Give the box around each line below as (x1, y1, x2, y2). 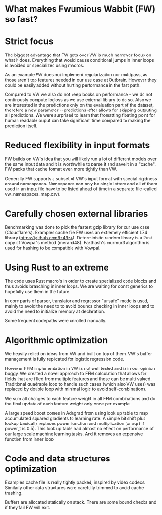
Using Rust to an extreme (5, 262, 109, 273)
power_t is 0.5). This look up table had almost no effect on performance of (5, 425, 154, 431)
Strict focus (5, 36, 54, 47)
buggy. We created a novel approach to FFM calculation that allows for (5, 370, 147, 376)
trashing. (5, 490, 23, 496)
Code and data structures (5, 453, 111, 464)
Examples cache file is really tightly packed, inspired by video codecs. (5, 479, 146, 485)
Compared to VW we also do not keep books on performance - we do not (5, 92, 153, 98)
